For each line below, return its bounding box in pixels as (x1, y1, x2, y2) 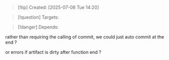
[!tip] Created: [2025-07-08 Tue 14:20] (17, 5, 99, 10)
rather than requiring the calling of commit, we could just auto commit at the (5, 34, 164, 40)
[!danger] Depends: (17, 24, 59, 30)
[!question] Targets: (17, 14, 59, 20)
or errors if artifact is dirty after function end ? (5, 49, 102, 55)
